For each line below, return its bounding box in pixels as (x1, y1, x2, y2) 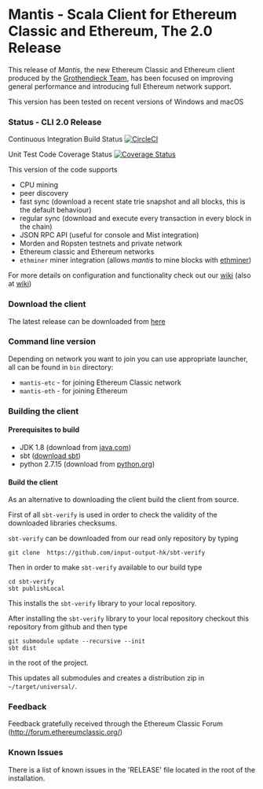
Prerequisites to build (8, 425, 80, 434)
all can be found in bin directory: (8, 362, 114, 371)
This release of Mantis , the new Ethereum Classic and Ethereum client (8, 65, 236, 74)
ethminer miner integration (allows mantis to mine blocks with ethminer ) (19, 256, 252, 265)
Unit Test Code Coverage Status (8, 149, 112, 159)
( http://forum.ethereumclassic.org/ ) (8, 728, 123, 737)
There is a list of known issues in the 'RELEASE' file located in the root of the (8, 765, 256, 774)
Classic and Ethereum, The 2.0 (8, 22, 214, 40)
